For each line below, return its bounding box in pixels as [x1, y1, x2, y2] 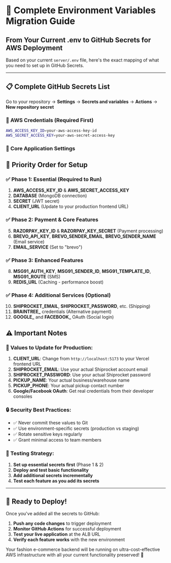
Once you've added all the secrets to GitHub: [6, 511, 100, 517]
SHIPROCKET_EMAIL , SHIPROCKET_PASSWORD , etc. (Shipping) [13, 303, 151, 309]
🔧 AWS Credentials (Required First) [6, 116, 94, 123]
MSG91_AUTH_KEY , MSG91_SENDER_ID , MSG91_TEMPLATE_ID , [13, 268, 151, 274]
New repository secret [6, 104, 54, 110]
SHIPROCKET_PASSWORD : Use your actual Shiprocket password [13, 372, 151, 378]
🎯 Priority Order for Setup [6, 161, 88, 169]
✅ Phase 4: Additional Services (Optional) [6, 292, 111, 299]
